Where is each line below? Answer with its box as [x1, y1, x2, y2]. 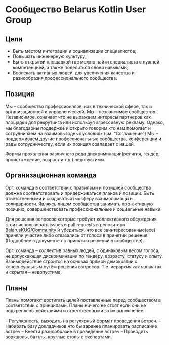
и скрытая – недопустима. [5, 269, 62, 275]
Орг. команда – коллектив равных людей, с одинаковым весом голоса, [5, 247, 160, 254]
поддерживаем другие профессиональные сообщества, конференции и [5, 136, 162, 142]
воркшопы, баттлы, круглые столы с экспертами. [5, 334, 112, 340]
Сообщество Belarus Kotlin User [5, 4, 146, 15]
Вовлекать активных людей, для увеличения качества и [12, 70, 135, 76]
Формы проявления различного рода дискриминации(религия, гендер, [5, 151, 160, 157]
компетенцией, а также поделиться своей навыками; [12, 65, 129, 70]
